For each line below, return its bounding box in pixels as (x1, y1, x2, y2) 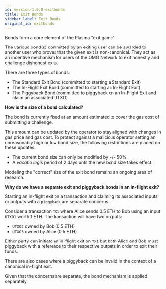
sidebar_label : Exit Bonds (5, 16, 61, 21)
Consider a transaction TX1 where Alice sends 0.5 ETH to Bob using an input (5, 208, 161, 214)
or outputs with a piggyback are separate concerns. (5, 199, 110, 205)
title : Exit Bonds (5, 12, 43, 17)
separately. (5, 278, 28, 285)
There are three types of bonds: (5, 70, 70, 76)
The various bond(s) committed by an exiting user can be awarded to (5, 44, 147, 50)
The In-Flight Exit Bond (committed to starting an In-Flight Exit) (12, 85, 141, 91)
